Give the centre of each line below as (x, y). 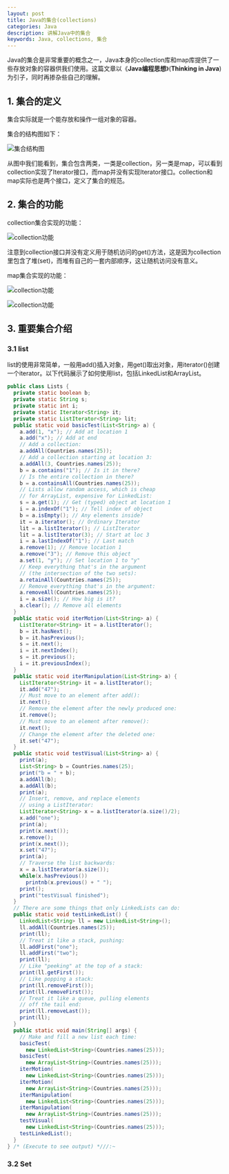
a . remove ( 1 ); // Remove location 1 (71, 548)
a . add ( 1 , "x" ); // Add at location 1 (74, 432)
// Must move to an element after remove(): (84, 721)
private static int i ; (46, 406)
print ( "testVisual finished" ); (64, 895)
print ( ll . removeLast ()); (55, 1011)
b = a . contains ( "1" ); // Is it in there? (80, 470)
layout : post (26, 14)
